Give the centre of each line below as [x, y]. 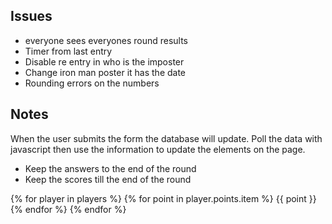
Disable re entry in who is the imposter [104, 61]
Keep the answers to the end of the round [110, 168]
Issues [31, 16]
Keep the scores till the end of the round [108, 179]
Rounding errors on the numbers [92, 83]
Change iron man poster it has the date [105, 72]
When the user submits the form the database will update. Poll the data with [166, 138]
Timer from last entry [68, 51]
